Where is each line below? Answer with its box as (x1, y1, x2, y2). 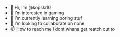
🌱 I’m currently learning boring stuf (10, 15, 82, 21)
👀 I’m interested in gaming (10, 10, 64, 16)
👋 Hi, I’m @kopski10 (10, 5, 51, 10)
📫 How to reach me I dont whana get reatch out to (10, 26, 115, 32)
